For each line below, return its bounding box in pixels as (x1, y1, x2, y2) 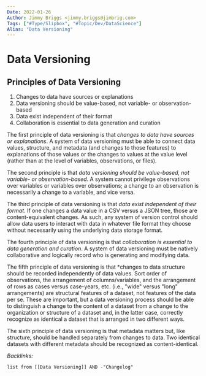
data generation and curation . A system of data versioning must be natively (7, 245, 198, 252)
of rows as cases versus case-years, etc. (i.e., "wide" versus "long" (7, 283, 178, 290)
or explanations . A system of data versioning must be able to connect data (7, 137, 196, 145)
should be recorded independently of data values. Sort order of (7, 270, 167, 277)
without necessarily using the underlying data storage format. (7, 226, 163, 234)
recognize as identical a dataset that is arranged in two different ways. (7, 315, 185, 323)
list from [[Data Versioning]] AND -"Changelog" (7, 364, 134, 370)
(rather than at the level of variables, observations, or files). (7, 157, 157, 164)
